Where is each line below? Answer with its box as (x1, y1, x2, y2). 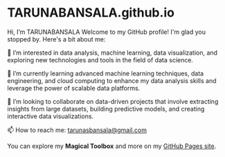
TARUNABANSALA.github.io (7, 5, 175, 21)
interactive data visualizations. (7, 112, 94, 120)
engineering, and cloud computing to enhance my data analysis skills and (7, 76, 217, 84)
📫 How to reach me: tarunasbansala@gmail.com (7, 126, 147, 134)
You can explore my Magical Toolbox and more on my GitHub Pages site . (7, 142, 217, 150)
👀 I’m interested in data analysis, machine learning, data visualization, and (7, 48, 218, 57)
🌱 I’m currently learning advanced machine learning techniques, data (7, 69, 204, 77)
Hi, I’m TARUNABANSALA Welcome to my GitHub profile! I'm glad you (7, 28, 206, 36)
